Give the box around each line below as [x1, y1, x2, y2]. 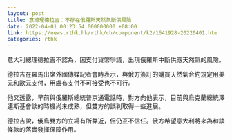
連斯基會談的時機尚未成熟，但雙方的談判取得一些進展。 [7, 102, 164, 110]
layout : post [7, 10, 45, 17]
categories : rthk [7, 36, 57, 43]
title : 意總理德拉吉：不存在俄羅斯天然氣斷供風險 [7, 17, 132, 23]
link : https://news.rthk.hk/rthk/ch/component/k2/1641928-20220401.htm [7, 29, 217, 37]
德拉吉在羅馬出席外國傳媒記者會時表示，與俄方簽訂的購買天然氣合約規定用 [7, 70, 219, 79]
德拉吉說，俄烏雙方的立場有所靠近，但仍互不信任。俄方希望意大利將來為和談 [7, 117, 225, 125]
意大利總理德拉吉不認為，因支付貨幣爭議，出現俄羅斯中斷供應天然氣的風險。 [7, 56, 225, 64]
